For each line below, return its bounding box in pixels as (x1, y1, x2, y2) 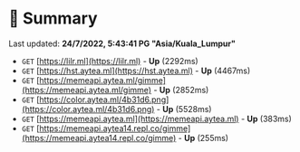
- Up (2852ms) (152, 84, 209, 95)
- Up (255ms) (178, 132, 228, 143)
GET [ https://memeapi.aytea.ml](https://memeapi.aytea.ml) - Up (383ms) (21, 113, 292, 124)
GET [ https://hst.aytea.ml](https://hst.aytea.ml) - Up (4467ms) (21, 65, 251, 76)
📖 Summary (8, 8, 98, 29)
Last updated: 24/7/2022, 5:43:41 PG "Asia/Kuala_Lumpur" (8, 38, 237, 49)
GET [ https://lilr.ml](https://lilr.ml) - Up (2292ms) (21, 55, 198, 66)
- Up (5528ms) (156, 103, 212, 114)
